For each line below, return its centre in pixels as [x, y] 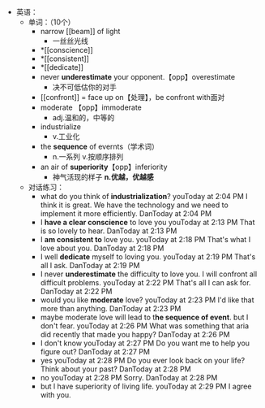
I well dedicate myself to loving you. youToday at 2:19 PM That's [148, 257]
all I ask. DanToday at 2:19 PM [90, 265]
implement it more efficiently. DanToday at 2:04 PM [126, 213]
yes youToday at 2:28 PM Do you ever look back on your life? [143, 360]
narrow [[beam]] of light [80, 31]
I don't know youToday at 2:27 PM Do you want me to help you [145, 343]
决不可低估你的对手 [85, 87]
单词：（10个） [51, 22]
